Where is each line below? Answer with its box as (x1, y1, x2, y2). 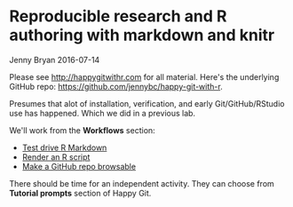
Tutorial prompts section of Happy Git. (9, 187, 152, 198)
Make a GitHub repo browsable (21, 161, 136, 171)
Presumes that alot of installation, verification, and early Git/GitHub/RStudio (9, 98, 285, 108)
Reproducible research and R (9, 6, 227, 27)
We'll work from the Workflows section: (9, 124, 155, 135)
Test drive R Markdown (21, 142, 107, 153)
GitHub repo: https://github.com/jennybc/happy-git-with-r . (9, 81, 224, 92)
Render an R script (21, 151, 91, 162)
